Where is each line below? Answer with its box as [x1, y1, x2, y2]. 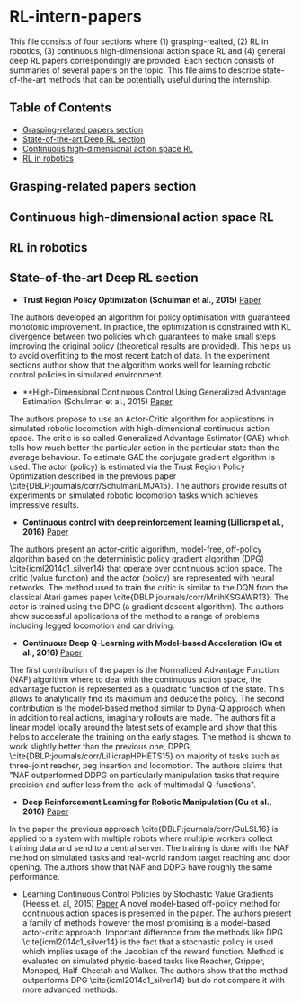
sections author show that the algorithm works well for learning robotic [9, 359, 272, 370]
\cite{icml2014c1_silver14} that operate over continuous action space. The [9, 563, 283, 573]
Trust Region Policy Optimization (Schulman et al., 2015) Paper [22, 294, 262, 305]
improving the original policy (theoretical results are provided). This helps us [9, 340, 292, 351]
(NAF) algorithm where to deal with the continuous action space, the [9, 674, 262, 685]
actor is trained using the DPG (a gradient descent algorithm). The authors [9, 600, 285, 612]
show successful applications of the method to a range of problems [9, 610, 260, 621]
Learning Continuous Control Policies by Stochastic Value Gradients [22, 888, 274, 900]
